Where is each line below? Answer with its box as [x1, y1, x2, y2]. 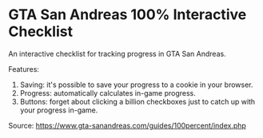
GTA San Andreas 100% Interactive [8, 6, 247, 24]
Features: [8, 64, 40, 73]
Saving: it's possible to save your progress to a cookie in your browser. [19, 80, 253, 89]
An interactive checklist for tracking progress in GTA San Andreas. [8, 49, 226, 58]
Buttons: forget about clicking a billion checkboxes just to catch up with [19, 97, 256, 106]
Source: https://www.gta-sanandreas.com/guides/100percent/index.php [8, 120, 246, 130]
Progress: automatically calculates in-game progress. [19, 88, 196, 97]
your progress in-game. [19, 105, 98, 115]
